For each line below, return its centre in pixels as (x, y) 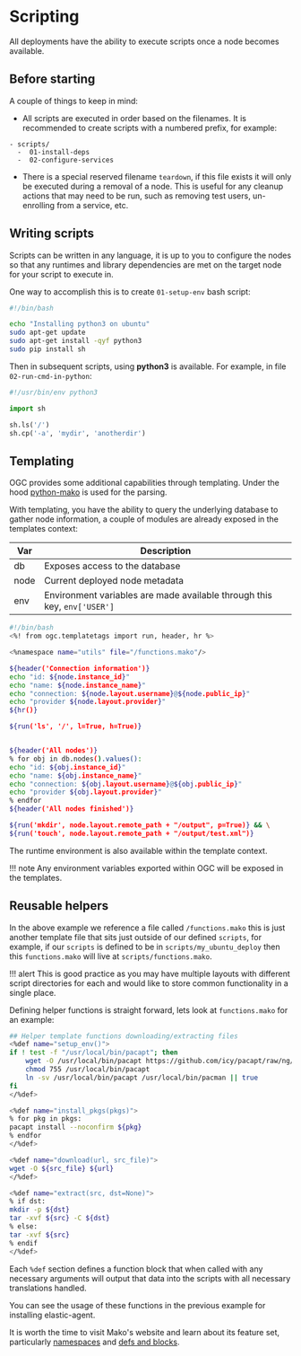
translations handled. (48, 1288)
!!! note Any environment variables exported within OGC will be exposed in (146, 867)
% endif (24, 1243)
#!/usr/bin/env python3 (54, 392)
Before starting (52, 79)
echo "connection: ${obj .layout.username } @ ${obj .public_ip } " (126, 784)
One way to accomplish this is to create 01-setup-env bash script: (130, 291)
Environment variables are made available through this (159, 595)
